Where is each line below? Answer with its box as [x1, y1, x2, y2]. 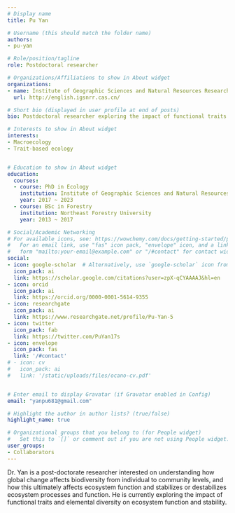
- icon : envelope [7, 339, 58, 347]
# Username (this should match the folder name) [7, 29, 152, 36]
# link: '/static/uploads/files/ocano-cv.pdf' [7, 372, 152, 379]
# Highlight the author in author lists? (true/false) [7, 410, 171, 417]
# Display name [7, 10, 52, 18]
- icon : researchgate [7, 301, 71, 308]
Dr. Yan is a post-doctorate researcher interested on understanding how [7, 467, 215, 477]
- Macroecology [7, 139, 52, 146]
